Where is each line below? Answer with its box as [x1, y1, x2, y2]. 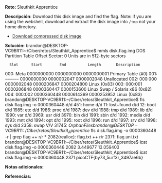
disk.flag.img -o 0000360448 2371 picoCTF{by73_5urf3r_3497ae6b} [5, 154, 144, 160]
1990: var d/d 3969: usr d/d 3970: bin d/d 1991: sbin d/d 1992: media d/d [5, 112, 150, 118]
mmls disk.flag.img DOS [97, 48, 146, 53]
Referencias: [5, 173, 32, 179]
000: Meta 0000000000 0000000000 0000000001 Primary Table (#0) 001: [5, 71, 157, 77]
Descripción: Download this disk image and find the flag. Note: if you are [5, 14, 152, 19]
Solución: [5, 43, 25, 48]
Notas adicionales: [5, 164, 44, 169]
